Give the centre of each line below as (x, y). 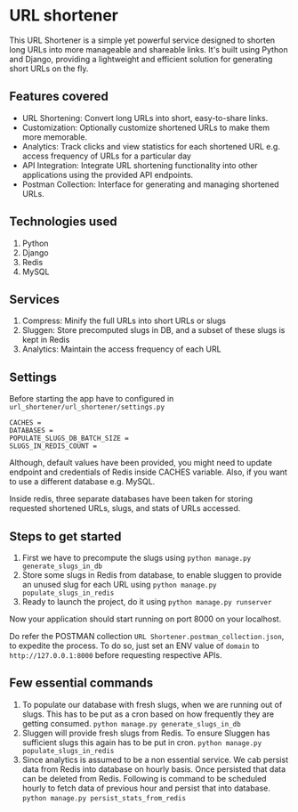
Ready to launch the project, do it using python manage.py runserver (147, 601)
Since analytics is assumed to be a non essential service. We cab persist (155, 759)
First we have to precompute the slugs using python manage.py (137, 558)
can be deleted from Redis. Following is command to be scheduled (144, 778)
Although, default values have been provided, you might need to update (141, 463)
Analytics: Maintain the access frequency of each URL (121, 349)
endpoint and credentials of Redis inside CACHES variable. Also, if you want (148, 472)
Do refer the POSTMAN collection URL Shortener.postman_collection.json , (147, 636)
